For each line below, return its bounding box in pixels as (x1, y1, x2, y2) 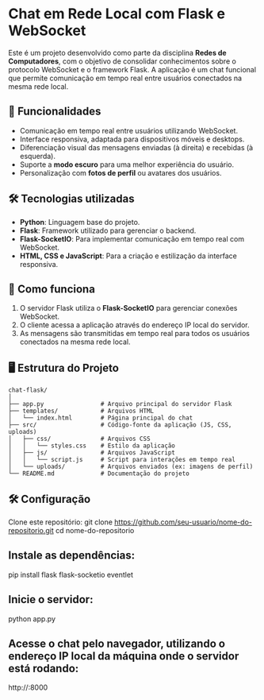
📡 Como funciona (8, 282, 95, 296)
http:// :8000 (8, 683, 48, 692)
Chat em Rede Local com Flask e (8, 5, 226, 23)
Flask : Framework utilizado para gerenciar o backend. (19, 226, 197, 235)
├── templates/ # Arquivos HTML (8, 407, 155, 416)
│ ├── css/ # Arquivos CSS (8, 435, 151, 443)
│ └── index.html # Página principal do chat (8, 414, 193, 422)
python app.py (8, 613, 56, 624)
